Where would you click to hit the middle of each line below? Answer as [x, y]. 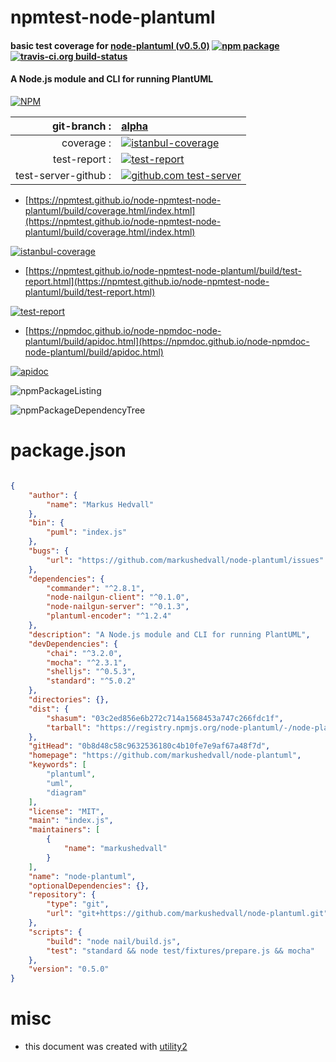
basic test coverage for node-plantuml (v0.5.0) [110, 45]
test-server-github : [63, 175]
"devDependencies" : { [73, 644]
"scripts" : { [55, 932]
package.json [68, 450]
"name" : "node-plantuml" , [82, 876]
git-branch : [81, 126]
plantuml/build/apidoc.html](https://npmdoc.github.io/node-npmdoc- [167, 341]
